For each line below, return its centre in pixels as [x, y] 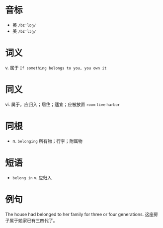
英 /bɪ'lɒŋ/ [24, 25]
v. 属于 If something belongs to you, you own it [56, 68]
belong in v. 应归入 [32, 177]
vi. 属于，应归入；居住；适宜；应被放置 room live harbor [63, 104]
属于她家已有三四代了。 [33, 220]
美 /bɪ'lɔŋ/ [24, 31]
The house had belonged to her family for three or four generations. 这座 [80, 214]
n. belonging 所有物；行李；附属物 [47, 141]
